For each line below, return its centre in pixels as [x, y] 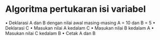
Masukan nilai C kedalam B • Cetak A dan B [50, 33]
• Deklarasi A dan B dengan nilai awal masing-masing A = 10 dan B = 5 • [80, 23]
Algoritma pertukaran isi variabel [75, 9]
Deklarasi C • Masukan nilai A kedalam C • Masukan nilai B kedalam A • [80, 28]
